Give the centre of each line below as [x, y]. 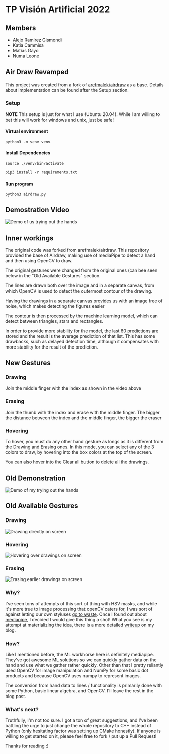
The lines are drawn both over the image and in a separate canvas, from [80, 285]
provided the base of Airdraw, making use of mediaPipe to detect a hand [80, 255]
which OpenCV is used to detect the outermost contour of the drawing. [79, 291]
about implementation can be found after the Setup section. [67, 90]
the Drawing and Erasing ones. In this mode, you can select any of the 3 [80, 447]
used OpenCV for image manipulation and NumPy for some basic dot [77, 670]
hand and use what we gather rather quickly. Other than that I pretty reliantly [84, 665]
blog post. [16, 696]
